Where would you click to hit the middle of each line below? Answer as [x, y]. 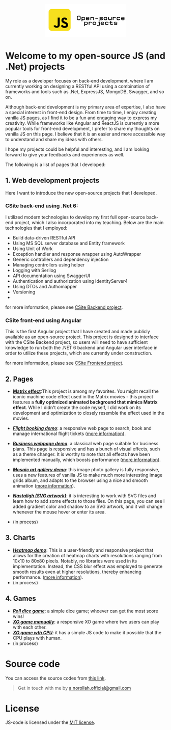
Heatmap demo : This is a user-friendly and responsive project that [83, 550]
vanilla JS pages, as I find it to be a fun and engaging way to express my [81, 118]
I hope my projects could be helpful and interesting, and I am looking [77, 149]
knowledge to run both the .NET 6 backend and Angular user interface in [81, 348]
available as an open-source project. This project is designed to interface [82, 337]
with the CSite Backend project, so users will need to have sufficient [77, 342]
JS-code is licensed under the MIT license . [50, 722]
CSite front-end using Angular [43, 320]
